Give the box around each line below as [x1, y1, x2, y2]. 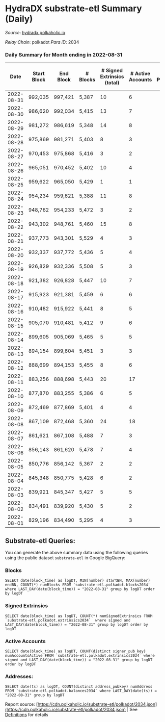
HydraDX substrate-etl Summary [5, 3, 142, 14]
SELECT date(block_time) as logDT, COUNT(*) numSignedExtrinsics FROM [5, 614, 153, 619]
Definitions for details [5, 712, 49, 718]
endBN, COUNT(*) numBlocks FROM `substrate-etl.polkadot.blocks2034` [5, 582, 151, 588]
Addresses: [5, 673, 33, 680]
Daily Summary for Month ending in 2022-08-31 [5, 51, 123, 58]
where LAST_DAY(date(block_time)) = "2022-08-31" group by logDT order [5, 587, 155, 592]
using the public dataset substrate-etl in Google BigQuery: [5, 555, 126, 561]
